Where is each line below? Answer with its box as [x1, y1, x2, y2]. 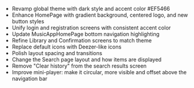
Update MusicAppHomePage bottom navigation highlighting [11, 31, 160, 38]
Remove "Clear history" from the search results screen [11, 62, 147, 69]
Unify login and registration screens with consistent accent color [11, 24, 171, 31]
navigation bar [11, 75, 48, 82]
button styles [11, 18, 45, 25]
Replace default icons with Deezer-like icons [11, 43, 122, 50]
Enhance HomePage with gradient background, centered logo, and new [11, 11, 188, 19]
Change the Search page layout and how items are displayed [11, 56, 162, 63]
